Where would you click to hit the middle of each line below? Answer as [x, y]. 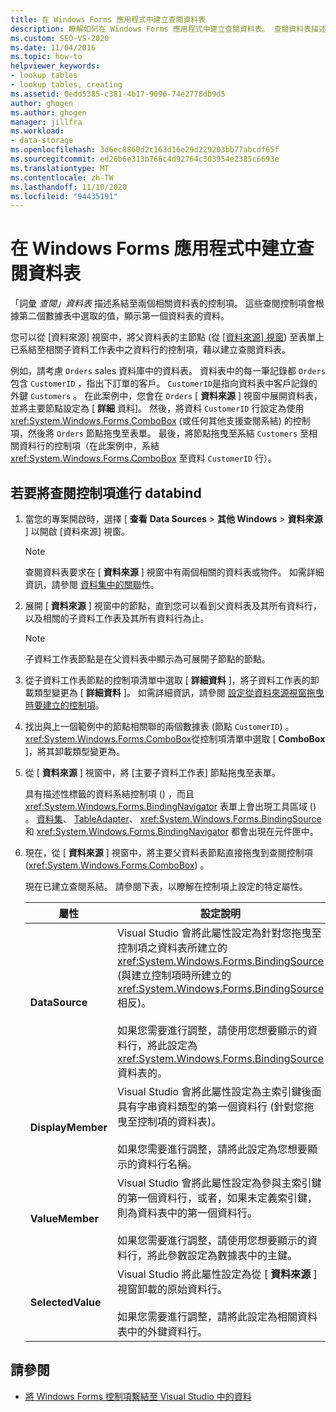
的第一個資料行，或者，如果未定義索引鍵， [217, 1198]
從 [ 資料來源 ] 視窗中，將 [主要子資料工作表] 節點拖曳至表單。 [152, 772]
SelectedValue [65, 1302]
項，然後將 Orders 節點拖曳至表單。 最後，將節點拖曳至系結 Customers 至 [160, 433]
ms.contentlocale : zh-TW [62, 177]
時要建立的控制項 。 [64, 705]
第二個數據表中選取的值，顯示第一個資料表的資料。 [124, 316]
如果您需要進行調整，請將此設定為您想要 [212, 1149]
